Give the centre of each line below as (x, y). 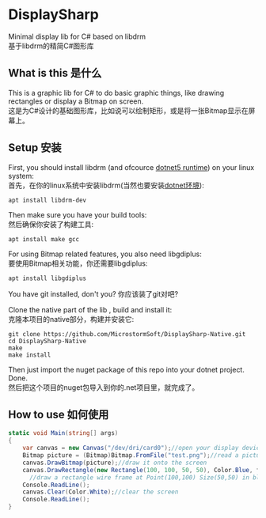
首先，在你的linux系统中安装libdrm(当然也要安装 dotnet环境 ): (106, 185)
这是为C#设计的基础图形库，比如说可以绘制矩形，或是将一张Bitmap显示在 (128, 110)
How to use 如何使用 (59, 414)
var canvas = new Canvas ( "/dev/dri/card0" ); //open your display (131, 448)
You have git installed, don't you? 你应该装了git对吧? (93, 293)
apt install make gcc (44, 239)
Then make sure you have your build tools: (78, 214)
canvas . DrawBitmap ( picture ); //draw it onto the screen (115, 463)
